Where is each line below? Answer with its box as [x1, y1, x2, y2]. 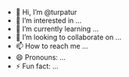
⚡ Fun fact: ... [15, 61, 59, 71]
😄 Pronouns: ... [15, 53, 66, 62]
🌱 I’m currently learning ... [15, 24, 99, 33]
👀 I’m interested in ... [15, 16, 82, 25]
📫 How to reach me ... [15, 42, 88, 50]
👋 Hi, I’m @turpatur [15, 8, 77, 16]
